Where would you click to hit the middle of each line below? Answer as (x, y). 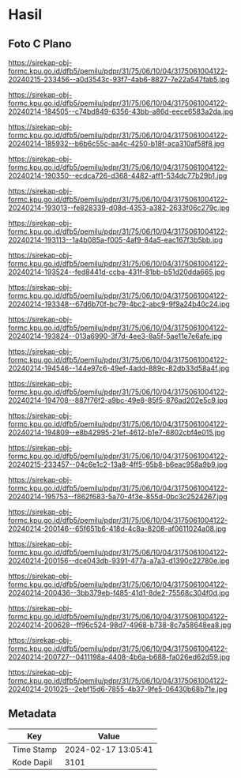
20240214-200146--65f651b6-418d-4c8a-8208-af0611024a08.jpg (117, 528)
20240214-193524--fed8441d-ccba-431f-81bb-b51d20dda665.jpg (117, 272)
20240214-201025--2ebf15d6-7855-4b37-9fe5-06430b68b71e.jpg (118, 689)
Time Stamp (35, 750)
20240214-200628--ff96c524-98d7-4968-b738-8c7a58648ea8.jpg (120, 625)
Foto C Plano (40, 44)
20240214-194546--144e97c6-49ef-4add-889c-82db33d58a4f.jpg (119, 368)
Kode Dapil (32, 762)
